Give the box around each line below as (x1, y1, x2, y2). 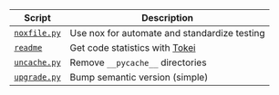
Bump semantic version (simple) (69, 71, 209, 83)
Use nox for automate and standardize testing (69, 27, 266, 39)
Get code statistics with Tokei (69, 42, 196, 53)
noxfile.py (14, 28, 61, 38)
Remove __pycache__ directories (69, 56, 207, 69)
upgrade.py (14, 72, 61, 82)
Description (140, 12, 194, 24)
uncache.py (14, 58, 61, 67)
